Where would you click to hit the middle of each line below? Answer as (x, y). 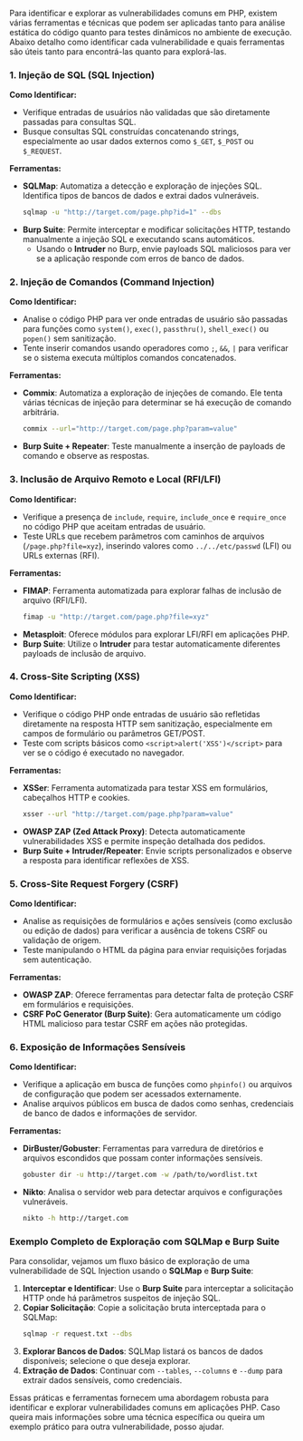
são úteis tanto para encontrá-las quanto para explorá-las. (118, 52)
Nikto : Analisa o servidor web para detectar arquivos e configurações (152, 1193)
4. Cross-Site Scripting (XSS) (75, 677)
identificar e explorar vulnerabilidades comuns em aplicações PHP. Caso (145, 1407)
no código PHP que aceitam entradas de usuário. (114, 526)
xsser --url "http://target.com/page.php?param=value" (128, 814)
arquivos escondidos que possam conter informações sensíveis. (142, 1158)
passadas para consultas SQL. (79, 122)
